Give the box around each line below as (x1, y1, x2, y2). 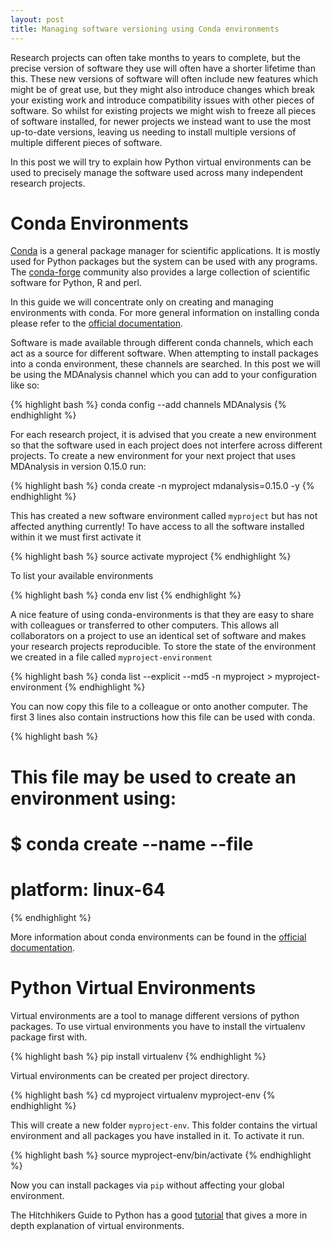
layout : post (10, 14, 65, 25)
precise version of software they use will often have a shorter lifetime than (10, 62, 316, 74)
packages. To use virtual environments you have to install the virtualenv (10, 1020, 306, 1032)
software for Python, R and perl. (10, 277, 142, 289)
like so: (10, 379, 40, 391)
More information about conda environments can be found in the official (10, 931, 307, 943)
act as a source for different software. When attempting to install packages (10, 347, 319, 360)
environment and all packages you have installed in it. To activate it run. (10, 1129, 305, 1141)
